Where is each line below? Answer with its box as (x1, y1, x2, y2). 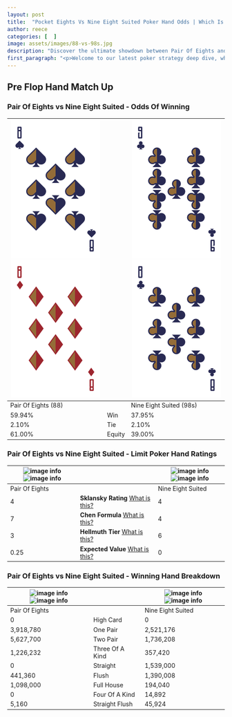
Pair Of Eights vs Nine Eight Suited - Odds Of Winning (7, 102, 190, 112)
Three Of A (93, 644, 125, 653)
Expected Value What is (79, 544, 150, 553)
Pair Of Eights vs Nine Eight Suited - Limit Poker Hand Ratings (7, 449, 217, 459)
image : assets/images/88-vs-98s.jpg (7, 40, 113, 48)
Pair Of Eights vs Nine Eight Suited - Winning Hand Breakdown (7, 571, 221, 581)
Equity (106, 430, 126, 439)
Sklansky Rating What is (79, 494, 151, 502)
